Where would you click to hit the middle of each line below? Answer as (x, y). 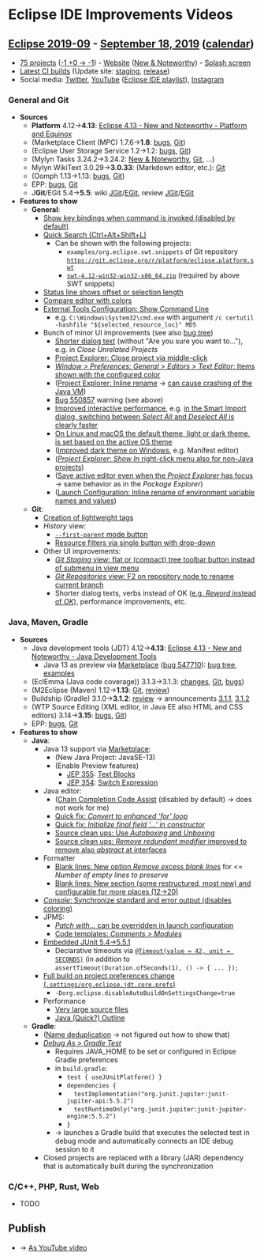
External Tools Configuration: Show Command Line (126, 309)
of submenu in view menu (97, 568)
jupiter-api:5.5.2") (100, 1101)
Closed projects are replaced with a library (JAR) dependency (143, 1157)
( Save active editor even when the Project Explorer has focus (154, 475)
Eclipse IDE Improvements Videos (121, 15)
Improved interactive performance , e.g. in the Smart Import (151, 408)
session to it (74, 1149)
